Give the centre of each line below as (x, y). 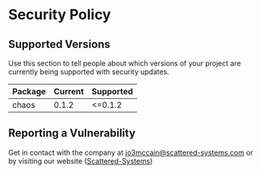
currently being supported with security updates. (89, 72)
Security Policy (60, 15)
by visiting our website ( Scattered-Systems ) (81, 160)
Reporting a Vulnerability (72, 133)
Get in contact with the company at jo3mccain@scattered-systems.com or (131, 152)
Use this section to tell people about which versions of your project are (125, 63)
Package (29, 91)
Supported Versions (59, 44)
